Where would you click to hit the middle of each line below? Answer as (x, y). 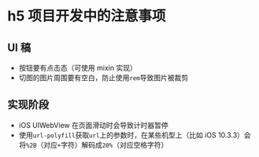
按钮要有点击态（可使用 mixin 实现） (78, 68)
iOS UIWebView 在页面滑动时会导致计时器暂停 (93, 125)
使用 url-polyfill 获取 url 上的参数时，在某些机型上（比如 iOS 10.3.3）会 (135, 135)
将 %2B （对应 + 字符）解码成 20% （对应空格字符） (93, 144)
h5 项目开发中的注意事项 (87, 16)
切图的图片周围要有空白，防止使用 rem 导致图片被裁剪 (104, 78)
